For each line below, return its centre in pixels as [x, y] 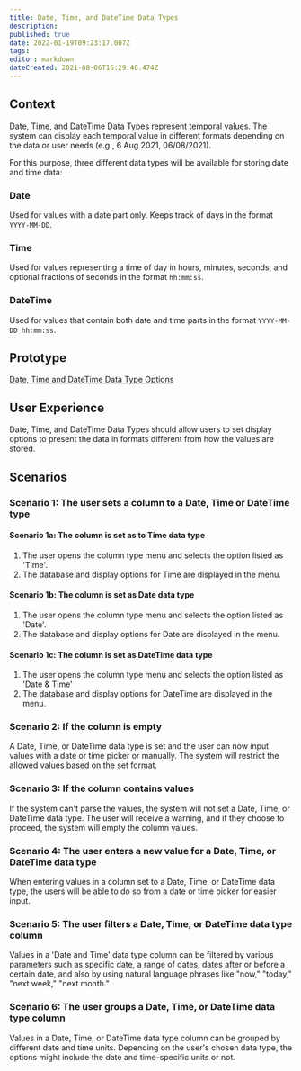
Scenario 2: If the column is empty [86, 727]
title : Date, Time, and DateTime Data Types [94, 18]
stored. [22, 449]
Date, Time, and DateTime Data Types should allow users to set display [141, 429]
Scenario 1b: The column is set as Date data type [102, 595]
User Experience [57, 407]
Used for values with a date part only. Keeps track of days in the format [142, 215]
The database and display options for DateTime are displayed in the [147, 694]
